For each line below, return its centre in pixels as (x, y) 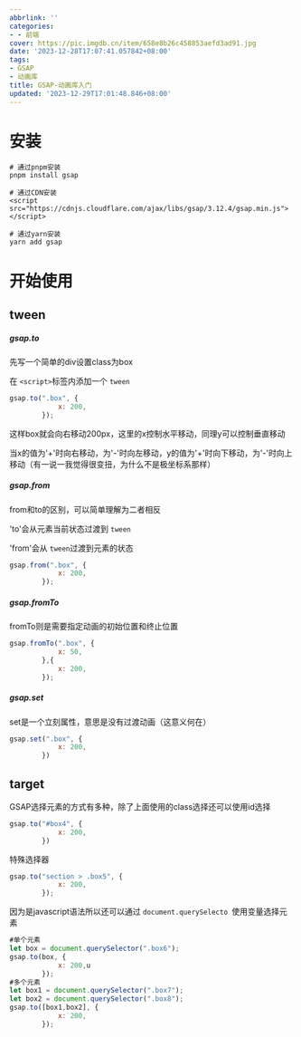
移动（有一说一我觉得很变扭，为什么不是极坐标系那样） (112, 464)
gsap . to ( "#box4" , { (46, 824)
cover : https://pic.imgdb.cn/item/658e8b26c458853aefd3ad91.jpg (133, 43)
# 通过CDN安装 (33, 193)
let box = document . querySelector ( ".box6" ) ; (94, 949)
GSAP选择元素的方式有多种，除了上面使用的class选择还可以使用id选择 (140, 806)
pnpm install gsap (44, 176)
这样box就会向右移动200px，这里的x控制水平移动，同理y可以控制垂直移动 (147, 433)
